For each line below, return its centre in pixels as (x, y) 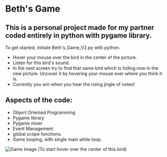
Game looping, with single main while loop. (57, 139)
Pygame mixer (28, 123)
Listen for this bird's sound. (41, 63)
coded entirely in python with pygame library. (78, 35)
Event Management (33, 128)
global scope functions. (37, 134)
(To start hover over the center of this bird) (82, 149)
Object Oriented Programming (44, 112)
